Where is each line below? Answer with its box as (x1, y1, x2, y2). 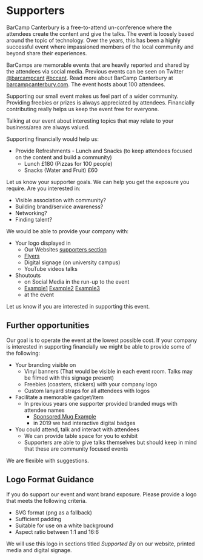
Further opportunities (6, 320, 90, 331)
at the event (24, 291, 55, 298)
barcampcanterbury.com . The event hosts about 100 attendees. (6, 80, 165, 88)
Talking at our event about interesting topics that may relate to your (6, 117, 174, 125)
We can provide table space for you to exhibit (24, 432, 138, 439)
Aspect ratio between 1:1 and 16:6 (15, 528, 99, 535)
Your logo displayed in (15, 239, 71, 247)
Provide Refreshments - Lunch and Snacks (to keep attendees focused (15, 147, 193, 154)
